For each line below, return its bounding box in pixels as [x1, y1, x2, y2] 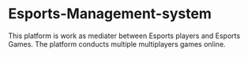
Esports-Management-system [8, 5, 212, 23]
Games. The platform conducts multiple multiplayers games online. [8, 39, 227, 48]
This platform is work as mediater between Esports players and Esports [8, 31, 241, 40]
